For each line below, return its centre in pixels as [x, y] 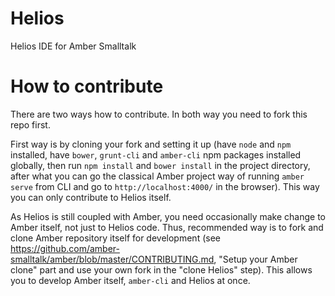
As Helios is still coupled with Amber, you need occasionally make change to [168, 216]
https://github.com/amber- [65, 248]
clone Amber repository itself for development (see [115, 238]
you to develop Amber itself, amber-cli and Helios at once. [130, 280]
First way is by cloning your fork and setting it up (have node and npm [151, 144]
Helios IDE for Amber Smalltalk [73, 46]
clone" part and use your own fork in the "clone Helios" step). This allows [161, 269]
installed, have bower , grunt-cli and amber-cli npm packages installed [156, 154]
